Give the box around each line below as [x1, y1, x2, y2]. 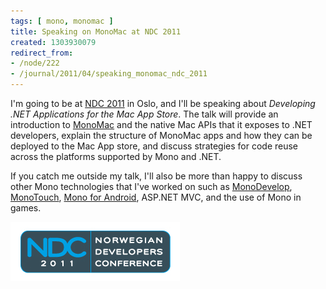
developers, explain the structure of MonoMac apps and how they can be [10, 130, 313, 141]
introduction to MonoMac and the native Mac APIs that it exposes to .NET [10, 119, 313, 130]
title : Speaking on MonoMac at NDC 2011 [10, 26, 182, 37]
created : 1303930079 [10, 37, 97, 47]
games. [10, 202, 42, 214]
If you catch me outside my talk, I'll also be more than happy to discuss [10, 170, 303, 182]
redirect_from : [10, 48, 74, 58]
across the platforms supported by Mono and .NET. [10, 151, 222, 162]
